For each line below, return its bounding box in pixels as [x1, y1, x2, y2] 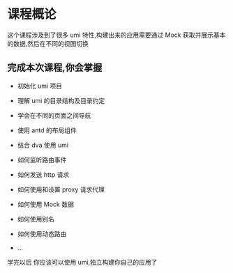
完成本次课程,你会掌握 [7, 62, 103, 74]
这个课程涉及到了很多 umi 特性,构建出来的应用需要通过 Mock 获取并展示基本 [7, 31, 226, 39]
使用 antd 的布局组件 [17, 126, 77, 134]
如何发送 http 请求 [17, 170, 70, 178]
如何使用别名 [17, 214, 54, 223]
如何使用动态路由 [17, 229, 67, 237]
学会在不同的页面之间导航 [17, 111, 91, 119]
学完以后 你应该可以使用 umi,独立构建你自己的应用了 [7, 258, 158, 266]
